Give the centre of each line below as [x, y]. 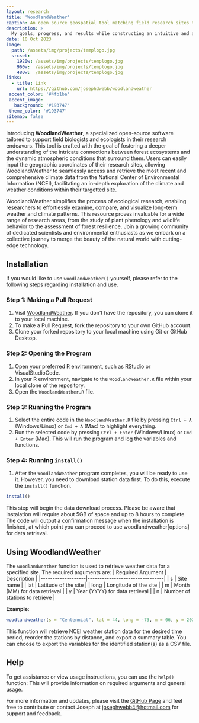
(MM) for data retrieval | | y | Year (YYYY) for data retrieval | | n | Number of [98, 591]
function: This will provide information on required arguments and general [96, 683]
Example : [18, 609]
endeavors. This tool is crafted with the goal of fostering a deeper [86, 146]
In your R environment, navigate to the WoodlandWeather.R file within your [103, 379]
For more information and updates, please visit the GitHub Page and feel [94, 700]
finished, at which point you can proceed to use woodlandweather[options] [98, 527]
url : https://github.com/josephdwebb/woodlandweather [84, 89]
